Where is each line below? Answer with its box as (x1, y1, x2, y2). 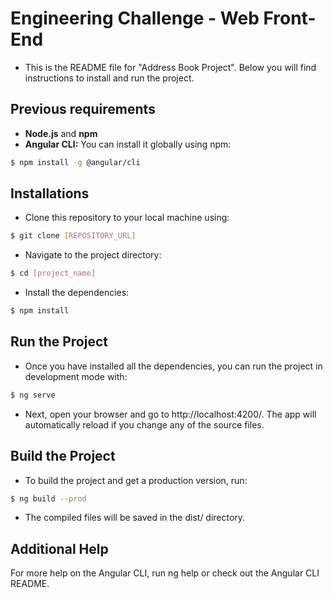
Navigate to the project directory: (24, 249, 162, 261)
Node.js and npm (24, 127, 98, 139)
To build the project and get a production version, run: (24, 474, 248, 486)
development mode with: (24, 370, 128, 382)
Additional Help (10, 540, 109, 557)
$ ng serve (10, 390, 56, 400)
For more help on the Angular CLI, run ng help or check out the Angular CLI (10, 567, 320, 579)
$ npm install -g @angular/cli (10, 157, 141, 167)
